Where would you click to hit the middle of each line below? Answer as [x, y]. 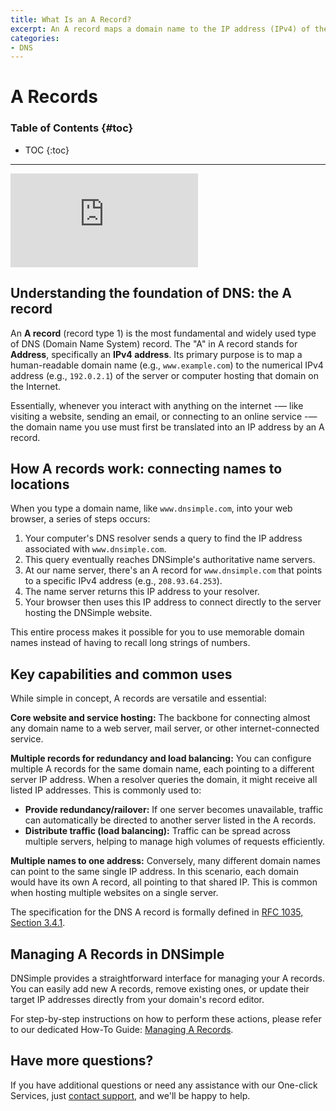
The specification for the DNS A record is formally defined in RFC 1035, [157, 912]
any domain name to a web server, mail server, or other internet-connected [165, 728]
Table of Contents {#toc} [72, 128]
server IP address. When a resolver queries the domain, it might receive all [164, 780]
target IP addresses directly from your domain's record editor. [137, 999]
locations [40, 484]
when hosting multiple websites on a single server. [114, 893]
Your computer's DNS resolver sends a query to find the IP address [163, 538]
